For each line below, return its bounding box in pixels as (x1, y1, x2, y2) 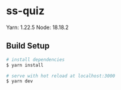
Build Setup (6, 41, 50, 51)
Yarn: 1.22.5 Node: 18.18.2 (6, 24, 69, 31)
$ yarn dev (6, 78, 33, 84)
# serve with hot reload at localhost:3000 (6, 73, 116, 79)
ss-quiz (6, 4, 45, 18)
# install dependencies (6, 56, 65, 63)
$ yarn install (6, 62, 44, 68)
